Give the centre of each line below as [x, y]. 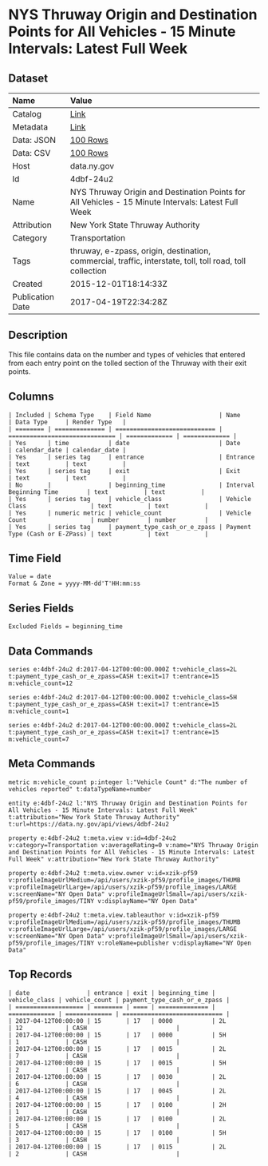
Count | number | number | [108, 520]
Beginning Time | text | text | [106, 492]
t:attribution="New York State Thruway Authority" [94, 817]
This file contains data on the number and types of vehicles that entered [127, 354]
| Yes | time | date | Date [124, 443]
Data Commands [51, 651]
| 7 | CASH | [94, 1056]
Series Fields [41, 608]
